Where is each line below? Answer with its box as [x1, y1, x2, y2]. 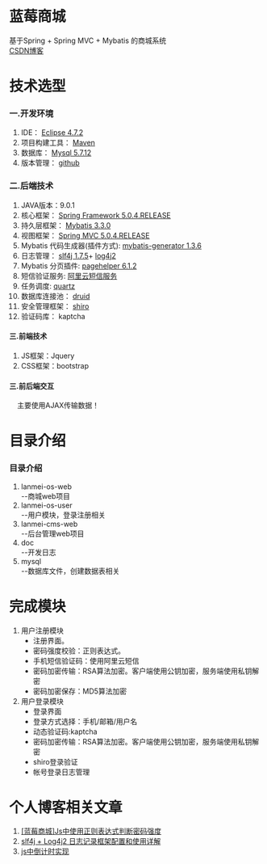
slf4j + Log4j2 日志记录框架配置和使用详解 [20, 837, 161, 846]
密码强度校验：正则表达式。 [32, 646, 126, 655]
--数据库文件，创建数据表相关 [20, 566, 120, 575]
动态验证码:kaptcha [32, 727, 98, 736]
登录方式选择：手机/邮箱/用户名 [32, 716, 138, 726]
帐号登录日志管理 [32, 767, 90, 777]
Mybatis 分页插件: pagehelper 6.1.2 [20, 260, 137, 271]
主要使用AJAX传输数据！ [16, 401, 100, 411]
